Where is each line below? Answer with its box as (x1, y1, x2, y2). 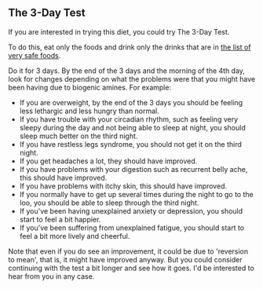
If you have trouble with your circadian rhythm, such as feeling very (19, 114, 239, 124)
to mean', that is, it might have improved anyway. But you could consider (8, 254, 243, 264)
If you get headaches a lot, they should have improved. (19, 156, 198, 166)
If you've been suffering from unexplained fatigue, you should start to (19, 223, 245, 232)
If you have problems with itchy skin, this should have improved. (19, 181, 228, 191)
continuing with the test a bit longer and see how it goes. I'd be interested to (8, 263, 255, 273)
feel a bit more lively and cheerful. (19, 231, 130, 240)
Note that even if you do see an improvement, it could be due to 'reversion (8, 247, 249, 256)
